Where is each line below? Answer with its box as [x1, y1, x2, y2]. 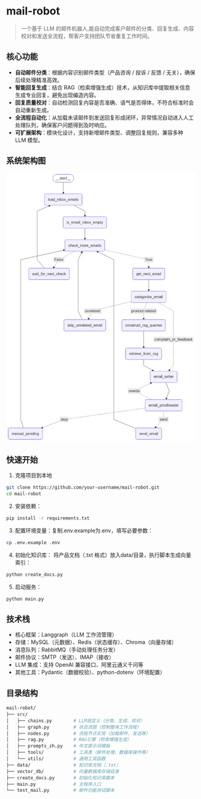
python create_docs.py [6, 571, 63, 578]
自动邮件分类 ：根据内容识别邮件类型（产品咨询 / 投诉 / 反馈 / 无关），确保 [14, 69, 196, 76]
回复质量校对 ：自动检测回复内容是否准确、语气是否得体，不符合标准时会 [14, 99, 194, 106]
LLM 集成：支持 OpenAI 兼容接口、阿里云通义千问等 [14, 661, 144, 669]
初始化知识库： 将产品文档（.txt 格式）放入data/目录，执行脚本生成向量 [14, 551, 191, 559]
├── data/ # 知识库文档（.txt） [6, 762, 121, 768]
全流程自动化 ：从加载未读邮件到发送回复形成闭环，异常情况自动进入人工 [14, 114, 194, 121]
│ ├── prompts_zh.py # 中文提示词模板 [6, 743, 110, 749]
